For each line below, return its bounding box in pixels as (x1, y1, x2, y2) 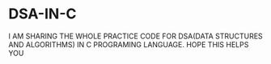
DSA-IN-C (8, 5, 77, 23)
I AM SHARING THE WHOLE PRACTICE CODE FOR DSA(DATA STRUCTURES (8, 31, 263, 41)
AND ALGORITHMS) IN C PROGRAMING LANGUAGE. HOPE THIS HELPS (8, 39, 249, 49)
